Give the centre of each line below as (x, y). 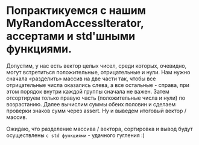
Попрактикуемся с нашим (76, 11)
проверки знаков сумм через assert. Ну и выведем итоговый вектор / (96, 111)
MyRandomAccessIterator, (75, 23)
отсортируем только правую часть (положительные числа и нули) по (96, 98)
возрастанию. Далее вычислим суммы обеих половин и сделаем (91, 104)
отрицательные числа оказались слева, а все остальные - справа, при (98, 85)
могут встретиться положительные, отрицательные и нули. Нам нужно (98, 72)
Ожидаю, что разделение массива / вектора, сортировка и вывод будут (99, 129)
